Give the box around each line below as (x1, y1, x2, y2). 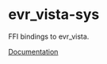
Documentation (8, 47, 59, 56)
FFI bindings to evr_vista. (8, 32, 90, 41)
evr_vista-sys (8, 6, 100, 24)
